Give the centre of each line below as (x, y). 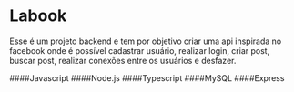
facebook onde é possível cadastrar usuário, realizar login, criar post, (140, 50)
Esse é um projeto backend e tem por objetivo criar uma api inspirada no (146, 41)
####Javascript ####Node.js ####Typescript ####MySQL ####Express (147, 77)
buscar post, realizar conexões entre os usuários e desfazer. (123, 60)
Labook (38, 16)
